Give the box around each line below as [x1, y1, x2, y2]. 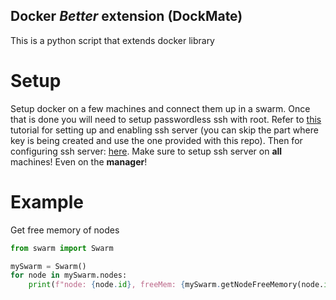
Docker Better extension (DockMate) [10, 8, 243, 25]
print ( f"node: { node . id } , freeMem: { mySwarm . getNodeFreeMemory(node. [28, 280, 325, 290]
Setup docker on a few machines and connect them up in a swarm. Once [10, 102, 311, 114]
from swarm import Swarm [10, 243, 114, 253]
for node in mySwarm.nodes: [10, 270, 128, 281]
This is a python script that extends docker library [10, 34, 215, 46]
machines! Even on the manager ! [10, 155, 148, 168]
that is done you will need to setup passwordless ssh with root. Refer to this [10, 113, 322, 125]
